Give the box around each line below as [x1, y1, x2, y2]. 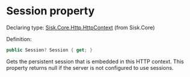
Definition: [6, 35, 32, 42]
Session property [6, 4, 95, 18]
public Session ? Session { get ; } [6, 47, 93, 53]
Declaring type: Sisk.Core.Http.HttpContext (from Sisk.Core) [6, 24, 155, 31]
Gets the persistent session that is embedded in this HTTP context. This [6, 58, 185, 65]
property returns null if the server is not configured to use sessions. [6, 64, 174, 71]
